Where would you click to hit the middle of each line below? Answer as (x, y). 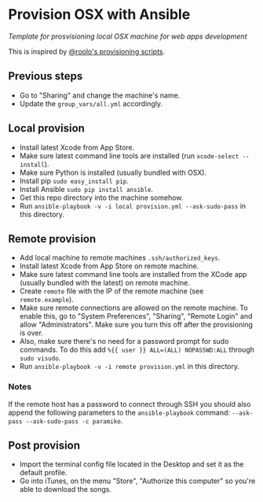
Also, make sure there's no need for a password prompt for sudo (124, 341)
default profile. (43, 473)
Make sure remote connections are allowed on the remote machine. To (134, 308)
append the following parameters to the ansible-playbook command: (119, 412)
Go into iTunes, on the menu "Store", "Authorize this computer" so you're (137, 481)
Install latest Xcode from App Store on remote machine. (109, 266)
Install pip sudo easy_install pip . (74, 181)
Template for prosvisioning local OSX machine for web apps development (128, 36)
